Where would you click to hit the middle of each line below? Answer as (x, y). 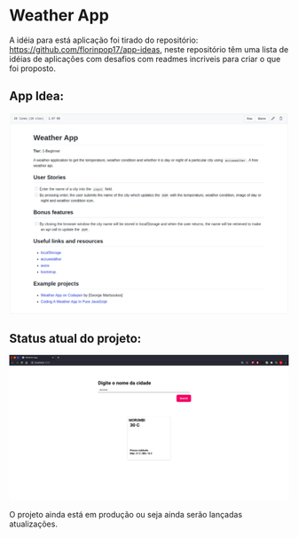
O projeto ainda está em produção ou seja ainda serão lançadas (126, 514)
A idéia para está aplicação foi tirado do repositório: (104, 40)
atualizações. (33, 524)
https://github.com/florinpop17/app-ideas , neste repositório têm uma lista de (149, 49)
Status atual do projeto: (75, 338)
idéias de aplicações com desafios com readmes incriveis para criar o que (145, 59)
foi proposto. (32, 68)
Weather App (59, 16)
